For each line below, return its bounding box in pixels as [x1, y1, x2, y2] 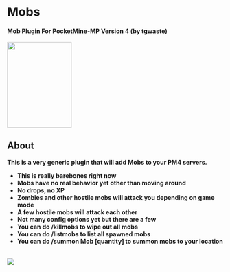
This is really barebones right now [16, 171, 117, 179]
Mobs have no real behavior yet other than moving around [16, 179, 187, 187]
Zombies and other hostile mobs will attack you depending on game [16, 193, 215, 201]
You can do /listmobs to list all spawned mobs [16, 229, 151, 238]
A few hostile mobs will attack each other [16, 207, 138, 216]
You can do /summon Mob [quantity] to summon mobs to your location [16, 237, 223, 245]
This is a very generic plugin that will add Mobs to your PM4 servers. [7, 158, 207, 166]
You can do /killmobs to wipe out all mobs [16, 223, 139, 231]
